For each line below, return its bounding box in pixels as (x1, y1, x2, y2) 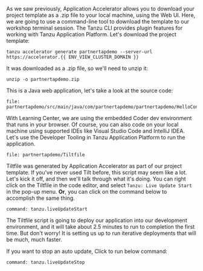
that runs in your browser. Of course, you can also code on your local (6, 121, 179, 128)
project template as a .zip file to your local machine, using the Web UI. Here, (6, 11, 196, 19)
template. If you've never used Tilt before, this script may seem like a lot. (6, 169, 187, 176)
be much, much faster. (6, 236, 62, 243)
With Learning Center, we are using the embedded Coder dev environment (6, 115, 192, 121)
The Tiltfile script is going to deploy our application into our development (6, 217, 187, 224)
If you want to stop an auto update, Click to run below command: (6, 247, 168, 255)
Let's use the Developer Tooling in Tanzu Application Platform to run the (6, 134, 185, 141)
